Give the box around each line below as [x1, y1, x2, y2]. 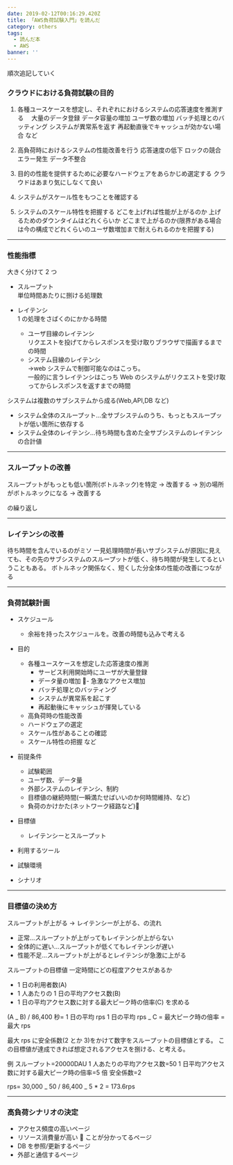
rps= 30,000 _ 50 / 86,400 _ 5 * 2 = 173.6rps [7, 1082, 135, 1091]
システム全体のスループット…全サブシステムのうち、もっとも [17, 411, 193, 419]
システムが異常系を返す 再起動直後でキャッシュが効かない [49, 122, 215, 131]
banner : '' [7, 49, 39, 56]
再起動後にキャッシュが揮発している [37, 703, 141, 712]
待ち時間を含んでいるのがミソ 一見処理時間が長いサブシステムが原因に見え [7, 547, 221, 555]
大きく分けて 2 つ [7, 268, 58, 276]
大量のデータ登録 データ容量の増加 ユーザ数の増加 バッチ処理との [31, 114, 219, 122]
